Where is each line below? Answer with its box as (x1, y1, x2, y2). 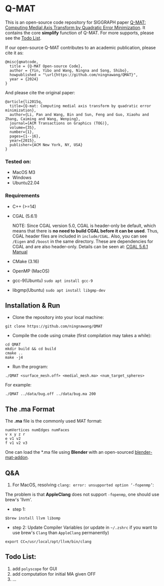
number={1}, (9, 129, 35, 134)
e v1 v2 (5, 436, 21, 441)
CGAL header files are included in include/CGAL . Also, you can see (12, 233, 147, 239)
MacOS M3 (12, 169, 36, 175)
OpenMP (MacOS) (12, 268, 50, 274)
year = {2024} (9, 77, 39, 81)
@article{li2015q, (5, 99, 43, 104)
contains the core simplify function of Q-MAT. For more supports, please (5, 30, 154, 36)
